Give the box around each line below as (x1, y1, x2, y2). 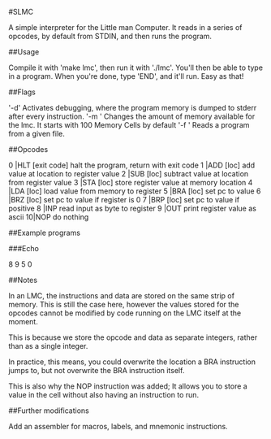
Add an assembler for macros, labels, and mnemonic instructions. (8, 422, 229, 431)
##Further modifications (8, 406, 89, 415)
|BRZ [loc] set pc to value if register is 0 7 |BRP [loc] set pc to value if (8, 195, 240, 204)
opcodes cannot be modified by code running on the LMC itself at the (8, 308, 242, 318)
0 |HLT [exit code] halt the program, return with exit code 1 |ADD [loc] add (8, 160, 256, 170)
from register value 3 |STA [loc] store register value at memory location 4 (8, 178, 253, 187)
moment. (8, 317, 38, 326)
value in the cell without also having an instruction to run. (8, 390, 200, 399)
